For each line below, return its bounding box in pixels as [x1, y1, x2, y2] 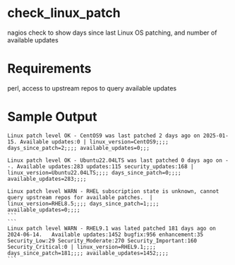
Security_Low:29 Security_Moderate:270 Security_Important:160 [7, 237, 198, 245]
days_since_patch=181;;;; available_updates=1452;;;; [7, 249, 169, 257]
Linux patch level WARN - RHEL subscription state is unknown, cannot [7, 187, 219, 195]
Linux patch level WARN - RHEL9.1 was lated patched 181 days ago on [7, 225, 217, 232]
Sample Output [7, 109, 97, 125]
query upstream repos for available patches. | [7, 194, 153, 201]
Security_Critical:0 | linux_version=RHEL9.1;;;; [7, 243, 157, 250]
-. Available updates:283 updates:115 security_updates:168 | [7, 163, 194, 170]
